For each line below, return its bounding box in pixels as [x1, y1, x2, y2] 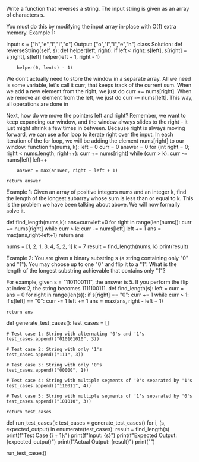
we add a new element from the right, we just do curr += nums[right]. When [6, 88, 192, 94]
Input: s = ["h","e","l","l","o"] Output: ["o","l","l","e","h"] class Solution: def [6, 41, 183, 48]
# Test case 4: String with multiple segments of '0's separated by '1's [6, 378, 193, 384]
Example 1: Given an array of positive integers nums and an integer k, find [6, 188, 187, 195]
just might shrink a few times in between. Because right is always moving [6, 125, 185, 131]
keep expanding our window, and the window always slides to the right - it [6, 118, 188, 125]
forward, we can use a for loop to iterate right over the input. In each [6, 131, 173, 138]
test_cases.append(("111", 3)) [6, 352, 84, 357]
